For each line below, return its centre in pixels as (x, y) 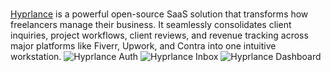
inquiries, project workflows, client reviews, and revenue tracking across (159, 35)
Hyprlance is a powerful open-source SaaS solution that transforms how (159, 14)
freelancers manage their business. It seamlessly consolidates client (151, 24)
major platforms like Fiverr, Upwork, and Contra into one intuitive (143, 46)
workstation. (36, 56)
